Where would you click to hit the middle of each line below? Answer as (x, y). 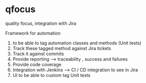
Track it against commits (38, 54)
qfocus (20, 9)
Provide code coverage (37, 64)
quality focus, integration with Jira (41, 23)
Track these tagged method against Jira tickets (62, 48)
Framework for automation (33, 33)
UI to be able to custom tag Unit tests (51, 75)
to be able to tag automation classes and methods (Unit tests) (77, 43)
